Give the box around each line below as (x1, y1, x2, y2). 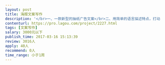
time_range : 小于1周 (5, 52, 45, 58)
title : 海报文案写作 (5, 12, 43, 17)
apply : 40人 (5, 43, 29, 48)
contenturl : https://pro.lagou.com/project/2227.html (5, 21, 118, 26)
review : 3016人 (5, 39, 35, 44)
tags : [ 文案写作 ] (5, 25, 38, 30)
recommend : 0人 (5, 48, 35, 53)
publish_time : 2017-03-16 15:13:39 (5, 35, 78, 40)
